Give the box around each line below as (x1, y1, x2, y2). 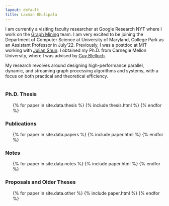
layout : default (5, 7, 39, 13)
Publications (5, 120, 37, 127)
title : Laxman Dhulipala (5, 12, 57, 17)
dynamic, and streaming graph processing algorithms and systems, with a (5, 67, 158, 73)
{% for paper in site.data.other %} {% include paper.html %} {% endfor (12, 190, 160, 196)
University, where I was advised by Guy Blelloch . (5, 52, 107, 58)
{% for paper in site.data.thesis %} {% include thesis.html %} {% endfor (12, 102, 162, 108)
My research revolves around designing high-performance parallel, (5, 62, 144, 68)
